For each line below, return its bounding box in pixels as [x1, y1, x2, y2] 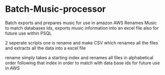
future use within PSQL [5, 30, 52, 36]
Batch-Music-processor [5, 3, 106, 15]
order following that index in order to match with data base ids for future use [5, 60, 160, 66]
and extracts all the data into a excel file [5, 45, 86, 51]
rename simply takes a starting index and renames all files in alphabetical [5, 54, 154, 60]
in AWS [5, 65, 20, 71]
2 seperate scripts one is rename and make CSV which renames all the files [5, 39, 159, 45]
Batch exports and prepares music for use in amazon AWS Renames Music [5, 20, 157, 26]
